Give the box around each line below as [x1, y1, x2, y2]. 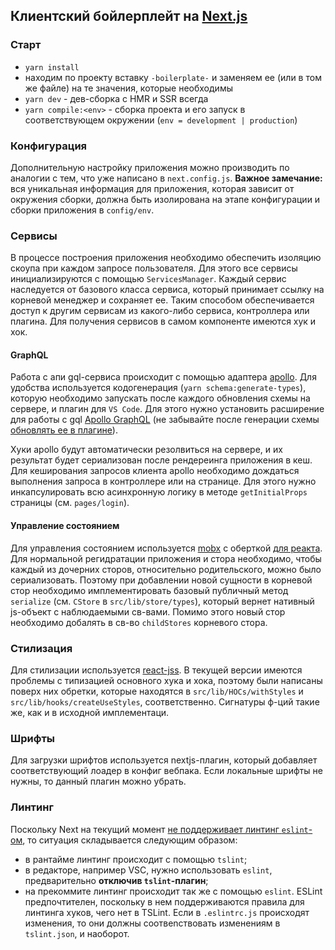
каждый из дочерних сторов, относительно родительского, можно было [10, 563, 322, 575]
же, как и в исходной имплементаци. [10, 706, 170, 718]
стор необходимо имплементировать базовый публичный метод [10, 584, 289, 596]
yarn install [24, 62, 80, 73]
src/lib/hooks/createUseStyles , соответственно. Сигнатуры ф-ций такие [10, 695, 320, 708]
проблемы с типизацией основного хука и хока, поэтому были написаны [10, 674, 323, 686]
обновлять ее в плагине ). [10, 424, 118, 436]
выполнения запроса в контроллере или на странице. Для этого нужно [10, 475, 317, 488]
